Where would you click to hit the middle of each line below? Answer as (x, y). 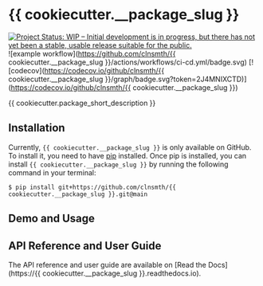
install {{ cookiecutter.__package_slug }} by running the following (118, 164)
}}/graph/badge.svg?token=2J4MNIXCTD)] (176, 79)
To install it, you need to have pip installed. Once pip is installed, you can (128, 155)
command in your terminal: (52, 172)
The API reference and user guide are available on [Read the (108, 264)
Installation (37, 128)
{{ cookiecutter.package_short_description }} (82, 103)
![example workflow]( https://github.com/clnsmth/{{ (92, 53)
